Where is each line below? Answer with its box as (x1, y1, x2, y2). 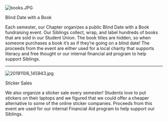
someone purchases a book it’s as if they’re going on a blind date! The (5, 40, 150, 46)
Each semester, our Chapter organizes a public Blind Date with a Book (5, 24, 149, 30)
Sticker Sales (5, 80, 32, 86)
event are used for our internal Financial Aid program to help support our (5, 105, 155, 111)
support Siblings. (5, 56, 40, 62)
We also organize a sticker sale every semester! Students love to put (5, 90, 146, 95)
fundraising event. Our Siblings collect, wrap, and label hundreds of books (5, 29, 158, 35)
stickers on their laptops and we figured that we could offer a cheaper (5, 95, 149, 101)
